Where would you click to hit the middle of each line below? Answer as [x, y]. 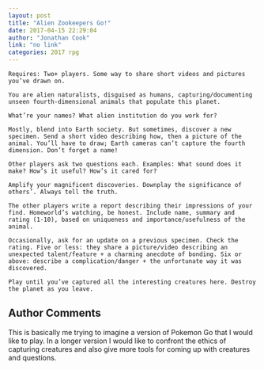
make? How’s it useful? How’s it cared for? [83, 171]
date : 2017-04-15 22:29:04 [53, 30]
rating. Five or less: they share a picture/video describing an [118, 247]
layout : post [30, 15]
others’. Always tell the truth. [63, 192]
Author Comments [55, 313]
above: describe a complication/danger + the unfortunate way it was [125, 261]
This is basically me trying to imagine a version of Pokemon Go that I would [130, 332]
